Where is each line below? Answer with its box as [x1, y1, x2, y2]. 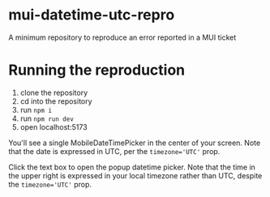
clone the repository [19, 88, 88, 97]
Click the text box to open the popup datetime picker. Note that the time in [8, 162, 255, 172]
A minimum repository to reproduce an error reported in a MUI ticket [8, 32, 237, 42]
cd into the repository [19, 96, 92, 106]
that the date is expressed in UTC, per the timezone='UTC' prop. [8, 146, 221, 156]
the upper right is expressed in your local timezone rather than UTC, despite [8, 170, 263, 180]
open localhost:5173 [19, 122, 88, 131]
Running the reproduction [8, 61, 186, 79]
